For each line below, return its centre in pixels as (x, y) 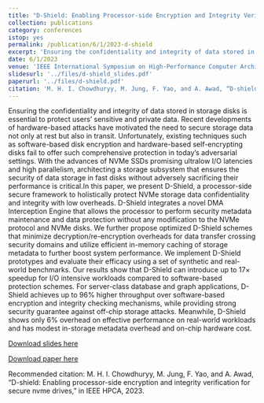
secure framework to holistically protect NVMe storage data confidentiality (129, 194)
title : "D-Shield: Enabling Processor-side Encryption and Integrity (125, 15)
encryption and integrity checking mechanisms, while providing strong (123, 303)
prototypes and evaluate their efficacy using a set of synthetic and (115, 261)
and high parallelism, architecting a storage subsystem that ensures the (124, 169)
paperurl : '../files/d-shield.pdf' (66, 81)
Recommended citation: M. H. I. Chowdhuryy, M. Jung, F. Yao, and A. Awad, (131, 374)
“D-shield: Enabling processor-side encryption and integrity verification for (129, 383)
